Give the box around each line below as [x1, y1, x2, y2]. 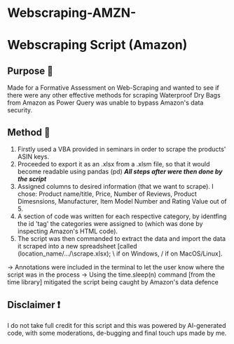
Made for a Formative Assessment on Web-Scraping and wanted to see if [7, 84, 219, 92]
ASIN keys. [17, 152, 50, 161]
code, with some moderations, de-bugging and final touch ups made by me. [7, 329, 227, 337]
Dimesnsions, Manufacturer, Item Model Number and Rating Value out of [17, 197, 227, 205]
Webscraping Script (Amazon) [7, 37, 188, 53]
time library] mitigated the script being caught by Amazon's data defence [7, 278, 219, 286]
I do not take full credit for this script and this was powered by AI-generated [7, 321, 226, 329]
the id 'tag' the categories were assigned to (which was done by [17, 220, 203, 227]
